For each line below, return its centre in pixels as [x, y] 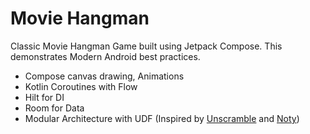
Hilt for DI [44, 97]
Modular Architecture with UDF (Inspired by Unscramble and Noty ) [162, 118]
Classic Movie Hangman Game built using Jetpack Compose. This [146, 46]
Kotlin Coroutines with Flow [81, 86]
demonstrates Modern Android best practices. [105, 56]
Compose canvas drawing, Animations [104, 76]
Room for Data [54, 108]
